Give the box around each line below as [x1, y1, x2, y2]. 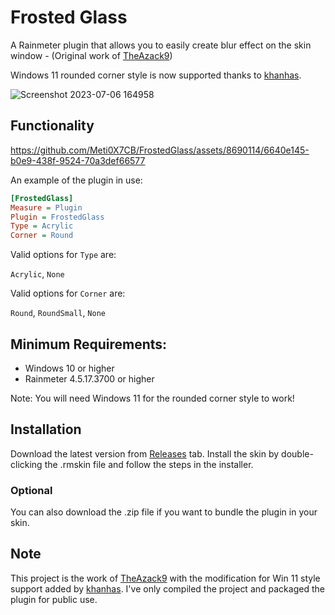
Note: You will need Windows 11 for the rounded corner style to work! [10, 392, 295, 404]
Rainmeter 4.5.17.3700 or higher [24, 372, 155, 385]
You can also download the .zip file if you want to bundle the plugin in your [10, 506, 318, 518]
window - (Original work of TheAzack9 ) [10, 49, 173, 61]
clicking [10, 458, 43, 470]
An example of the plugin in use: [10, 174, 143, 186]
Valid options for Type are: [10, 249, 117, 261]
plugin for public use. [10, 593, 98, 605]
